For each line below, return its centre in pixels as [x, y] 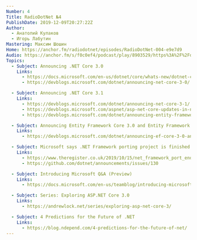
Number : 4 [18, 11]
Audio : [14, 55]
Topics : [16, 60]
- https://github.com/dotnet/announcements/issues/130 [90, 163]
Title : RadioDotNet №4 [34, 17]
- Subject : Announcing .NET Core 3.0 [57, 66]
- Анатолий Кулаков [35, 33]
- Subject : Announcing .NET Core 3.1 [57, 93]
